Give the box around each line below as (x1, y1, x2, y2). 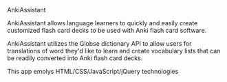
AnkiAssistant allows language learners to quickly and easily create (7, 19, 198, 27)
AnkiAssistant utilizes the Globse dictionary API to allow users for (7, 40, 192, 47)
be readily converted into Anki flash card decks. (7, 54, 143, 62)
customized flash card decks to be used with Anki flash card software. (7, 27, 207, 34)
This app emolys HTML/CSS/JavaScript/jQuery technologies (7, 68, 179, 75)
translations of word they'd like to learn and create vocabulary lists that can (7, 47, 221, 55)
